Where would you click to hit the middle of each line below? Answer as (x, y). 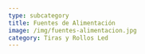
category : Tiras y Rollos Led (59, 38)
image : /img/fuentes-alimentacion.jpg (72, 30)
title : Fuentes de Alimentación (62, 23)
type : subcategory (39, 15)
